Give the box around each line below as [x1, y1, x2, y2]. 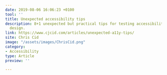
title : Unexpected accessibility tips [5, 16, 85, 21]
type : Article [5, 53, 35, 59]
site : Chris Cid [5, 35, 39, 40]
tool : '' [5, 12, 23, 17]
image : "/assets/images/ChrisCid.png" [5, 40, 85, 45]
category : [5, 44, 26, 49]
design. [9, 26, 26, 31]
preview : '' [5, 58, 30, 63]
